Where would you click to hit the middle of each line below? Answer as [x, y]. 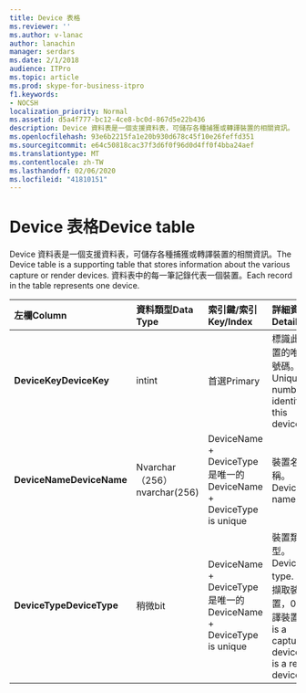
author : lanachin [42, 43]
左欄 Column [41, 316]
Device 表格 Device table [102, 227]
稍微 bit [151, 606]
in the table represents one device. [75, 286]
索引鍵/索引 [233, 310]
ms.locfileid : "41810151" [58, 179]
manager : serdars [42, 52]
